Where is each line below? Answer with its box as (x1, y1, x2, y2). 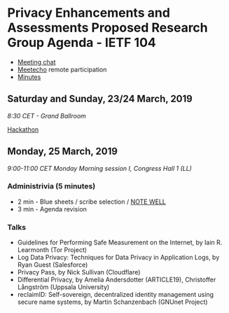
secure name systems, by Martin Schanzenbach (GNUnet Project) (17, 298, 208, 306)
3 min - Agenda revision (17, 204, 88, 213)
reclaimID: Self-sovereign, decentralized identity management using (17, 291, 214, 299)
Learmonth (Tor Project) (17, 246, 88, 254)
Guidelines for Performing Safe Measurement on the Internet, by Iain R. (17, 238, 223, 246)
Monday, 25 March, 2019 (7, 146, 118, 158)
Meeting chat (17, 57, 56, 66)
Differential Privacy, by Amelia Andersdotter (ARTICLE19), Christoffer (17, 275, 216, 284)
